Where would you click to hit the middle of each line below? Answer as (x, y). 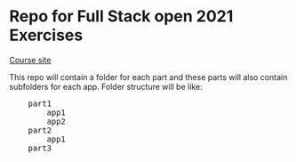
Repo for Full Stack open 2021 (121, 16)
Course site (30, 60)
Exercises (46, 35)
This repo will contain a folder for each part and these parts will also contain (148, 77)
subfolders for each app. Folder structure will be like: (106, 86)
